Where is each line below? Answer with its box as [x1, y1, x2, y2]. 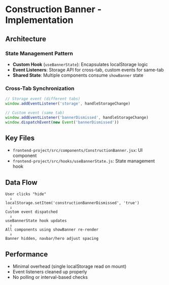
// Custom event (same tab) [5, 110, 65, 115]
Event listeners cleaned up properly [12, 268, 87, 275]
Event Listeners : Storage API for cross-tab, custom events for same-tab [12, 67, 164, 73]
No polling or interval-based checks [12, 274, 88, 280]
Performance [5, 250, 48, 259]
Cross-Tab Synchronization [5, 85, 75, 92]
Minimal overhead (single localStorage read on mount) [12, 263, 127, 269]
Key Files [5, 134, 35, 142]
